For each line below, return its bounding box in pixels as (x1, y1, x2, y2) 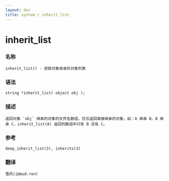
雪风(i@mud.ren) (5, 171, 38, 177)
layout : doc (5, 7, 31, 13)
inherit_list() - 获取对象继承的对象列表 (5, 66, 86, 71)
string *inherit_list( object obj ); (5, 90, 86, 96)
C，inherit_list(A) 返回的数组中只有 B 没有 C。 (11, 122, 107, 127)
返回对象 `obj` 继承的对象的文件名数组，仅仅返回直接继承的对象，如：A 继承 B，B (5, 116, 158, 121)
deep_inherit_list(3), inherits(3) (5, 146, 81, 151)
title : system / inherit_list (5, 12, 70, 17)
